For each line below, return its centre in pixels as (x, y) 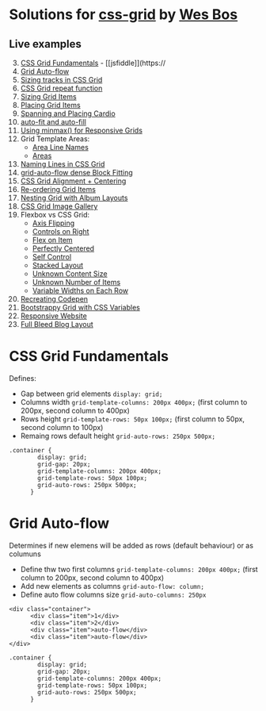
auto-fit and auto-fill (53, 122)
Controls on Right (61, 231)
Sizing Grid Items (49, 96)
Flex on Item (53, 240)
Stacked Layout (58, 265)
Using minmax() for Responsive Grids (82, 130)
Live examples (46, 44)
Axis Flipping (53, 223)
